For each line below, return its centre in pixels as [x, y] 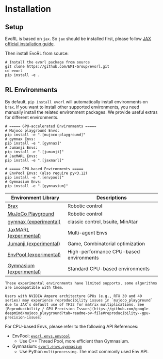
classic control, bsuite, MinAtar [103, 221]
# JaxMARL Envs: [21, 156]
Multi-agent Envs [88, 233]
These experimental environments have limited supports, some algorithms [81, 283]
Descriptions [112, 198]
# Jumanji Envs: [21, 147]
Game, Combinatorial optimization [106, 243]
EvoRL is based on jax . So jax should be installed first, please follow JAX [78, 39]
